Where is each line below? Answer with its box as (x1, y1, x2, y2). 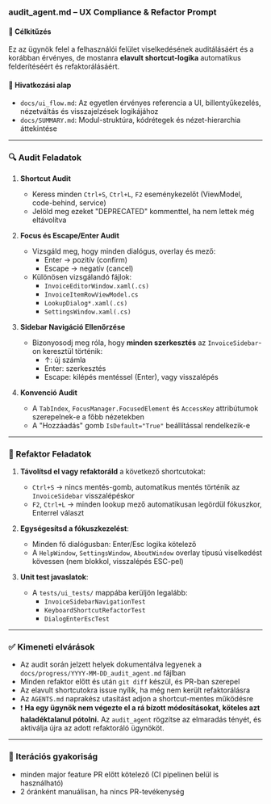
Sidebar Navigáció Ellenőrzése (19, 322, 126, 331)
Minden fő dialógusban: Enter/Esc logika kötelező (31, 539, 197, 549)
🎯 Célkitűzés (8, 27, 52, 36)
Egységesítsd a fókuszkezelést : (19, 524, 129, 533)
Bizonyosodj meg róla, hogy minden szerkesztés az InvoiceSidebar (31, 338, 259, 347)
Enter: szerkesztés (44, 363, 106, 373)
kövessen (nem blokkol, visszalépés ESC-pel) (31, 556, 184, 566)
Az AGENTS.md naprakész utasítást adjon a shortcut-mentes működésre (19, 694, 254, 704)
